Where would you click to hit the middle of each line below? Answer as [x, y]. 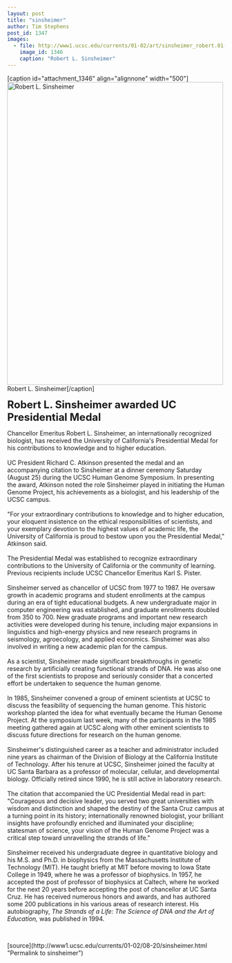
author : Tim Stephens [38, 26]
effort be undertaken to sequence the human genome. [85, 683]
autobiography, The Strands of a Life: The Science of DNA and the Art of [111, 911]
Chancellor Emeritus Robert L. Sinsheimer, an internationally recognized [109, 433]
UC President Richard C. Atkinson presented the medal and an [96, 462]
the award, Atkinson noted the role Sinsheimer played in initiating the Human [116, 485]
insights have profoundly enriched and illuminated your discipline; [101, 823]
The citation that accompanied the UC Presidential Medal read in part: [106, 793]
